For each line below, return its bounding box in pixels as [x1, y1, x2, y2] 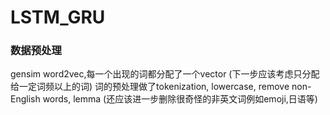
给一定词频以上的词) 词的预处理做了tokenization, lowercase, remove [10, 81, 290, 93]
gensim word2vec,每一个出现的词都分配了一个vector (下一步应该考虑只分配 [10, 68, 320, 80]
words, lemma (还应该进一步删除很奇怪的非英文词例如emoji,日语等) [42, 93, 318, 105]
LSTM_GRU [10, 6, 106, 29]
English [10, 93, 41, 105]
